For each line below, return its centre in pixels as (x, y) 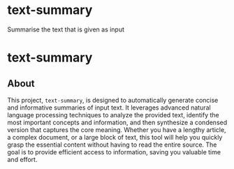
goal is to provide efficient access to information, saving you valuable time (114, 152)
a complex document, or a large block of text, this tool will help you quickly (115, 137)
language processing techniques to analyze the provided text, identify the (113, 115)
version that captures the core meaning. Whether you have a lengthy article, (117, 130)
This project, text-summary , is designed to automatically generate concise (113, 100)
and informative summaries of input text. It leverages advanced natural (109, 108)
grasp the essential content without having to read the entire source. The (112, 145)
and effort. (22, 159)
